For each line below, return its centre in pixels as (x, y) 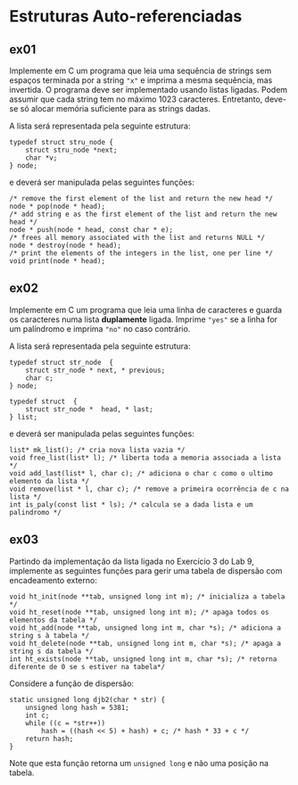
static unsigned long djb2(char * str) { (87, 699)
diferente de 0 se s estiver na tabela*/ (87, 666)
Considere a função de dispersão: (72, 683)
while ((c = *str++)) (65, 723)
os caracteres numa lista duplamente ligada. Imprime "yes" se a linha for (144, 319)
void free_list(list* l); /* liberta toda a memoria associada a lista (145, 458)
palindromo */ (36, 512)
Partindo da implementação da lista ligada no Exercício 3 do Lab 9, (132, 561)
